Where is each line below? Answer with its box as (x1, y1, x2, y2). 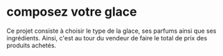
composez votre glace (6, 4, 137, 20)
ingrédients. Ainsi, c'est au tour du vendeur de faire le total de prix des (6, 33, 208, 42)
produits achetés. (6, 41, 57, 49)
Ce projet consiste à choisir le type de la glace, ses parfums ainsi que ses (6, 27, 217, 35)
